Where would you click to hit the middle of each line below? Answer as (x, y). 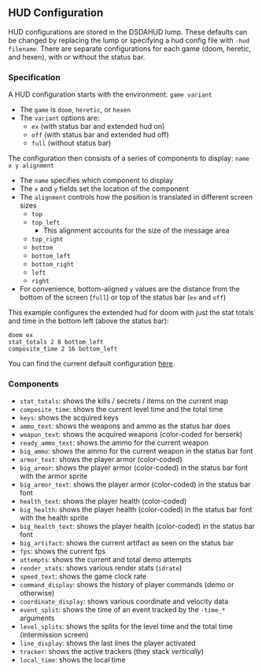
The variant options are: (59, 118)
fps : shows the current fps (63, 551)
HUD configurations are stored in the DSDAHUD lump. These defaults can (128, 31)
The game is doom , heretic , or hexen (75, 110)
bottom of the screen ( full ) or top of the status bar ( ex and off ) (123, 297)
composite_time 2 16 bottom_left (63, 349)
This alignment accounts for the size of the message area (136, 230)
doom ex (21, 336)
